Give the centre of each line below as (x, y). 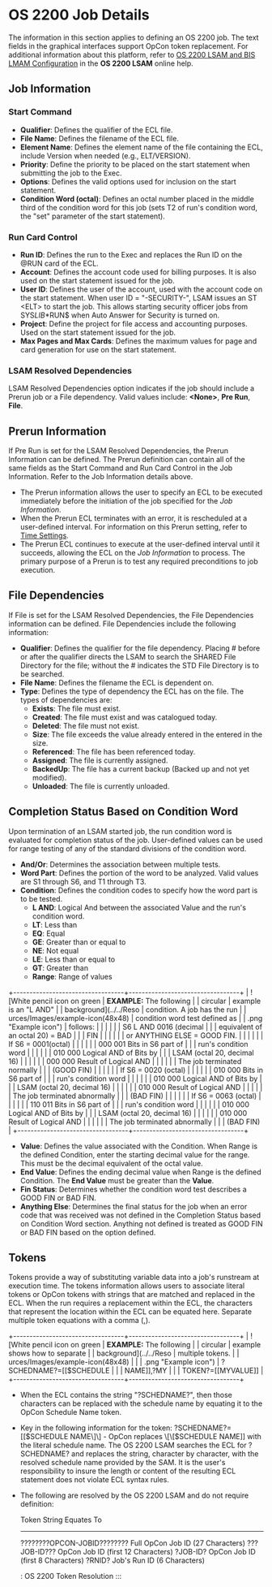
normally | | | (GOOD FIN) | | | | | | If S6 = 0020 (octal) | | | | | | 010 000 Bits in (136, 1070)
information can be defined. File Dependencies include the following (122, 624)
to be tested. (41, 898)
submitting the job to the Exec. (71, 173)
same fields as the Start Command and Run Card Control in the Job (121, 468)
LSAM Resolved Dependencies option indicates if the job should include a (132, 388)
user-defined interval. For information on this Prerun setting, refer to (134, 527)
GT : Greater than (60, 967)
